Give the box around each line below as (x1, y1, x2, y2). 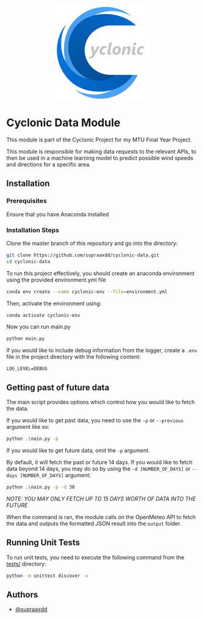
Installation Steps (6, 225, 60, 234)
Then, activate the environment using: (6, 300, 102, 307)
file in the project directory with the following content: (6, 353, 141, 361)
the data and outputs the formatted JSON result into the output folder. (6, 520, 182, 527)
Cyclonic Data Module (6, 116, 121, 130)
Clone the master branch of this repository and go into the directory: (6, 239, 178, 247)
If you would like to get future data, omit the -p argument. (6, 447, 151, 454)
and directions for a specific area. (6, 160, 91, 168)
